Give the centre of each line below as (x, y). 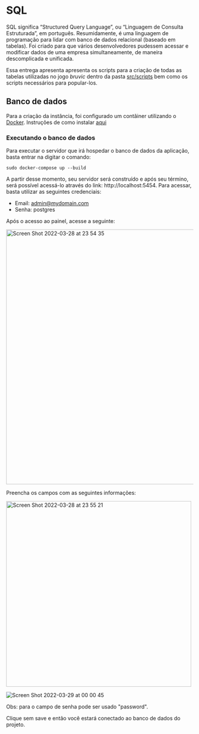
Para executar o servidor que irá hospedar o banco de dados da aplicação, (98, 151)
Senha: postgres (35, 210)
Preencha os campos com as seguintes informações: (71, 493)
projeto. (16, 724)
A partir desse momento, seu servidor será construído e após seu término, (97, 179)
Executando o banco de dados (51, 138)
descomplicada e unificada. (40, 58)
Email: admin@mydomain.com (52, 203)
